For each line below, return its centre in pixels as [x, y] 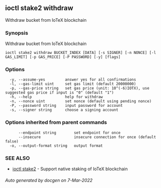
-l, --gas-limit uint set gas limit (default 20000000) [73, 84]
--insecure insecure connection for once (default [87, 137]
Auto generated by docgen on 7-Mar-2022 [49, 180]
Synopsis [17, 33]
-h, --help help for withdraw [56, 97]
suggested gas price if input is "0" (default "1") [59, 93]
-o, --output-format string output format [56, 145]
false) [12, 141]
